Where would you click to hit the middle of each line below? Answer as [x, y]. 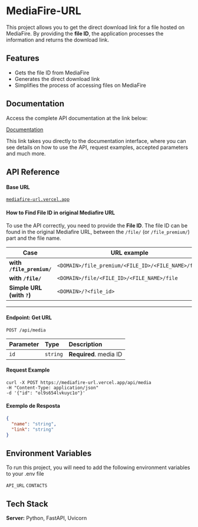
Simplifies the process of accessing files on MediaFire [80, 85]
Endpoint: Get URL [29, 317]
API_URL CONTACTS [27, 486]
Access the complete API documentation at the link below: [77, 118]
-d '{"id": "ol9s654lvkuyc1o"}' [46, 393]
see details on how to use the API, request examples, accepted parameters [97, 147]
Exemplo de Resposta [33, 406]
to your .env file [25, 474]
